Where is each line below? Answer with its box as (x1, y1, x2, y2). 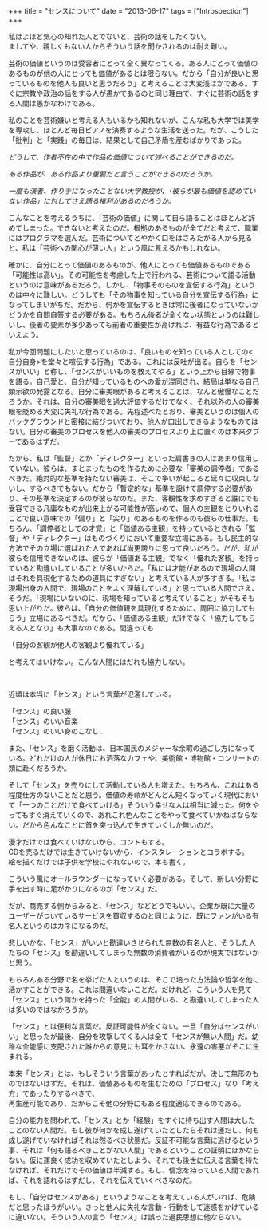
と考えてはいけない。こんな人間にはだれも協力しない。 (8, 657, 190, 666)
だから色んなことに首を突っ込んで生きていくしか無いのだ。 (22, 820, 218, 829)
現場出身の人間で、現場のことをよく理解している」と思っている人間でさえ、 (8, 583, 259, 592)
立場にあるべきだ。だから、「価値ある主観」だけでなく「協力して (29, 613, 242, 622)
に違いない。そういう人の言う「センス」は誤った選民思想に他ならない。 (8, 1212, 246, 1222)
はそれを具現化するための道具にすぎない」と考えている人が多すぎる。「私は (8, 573, 257, 583)
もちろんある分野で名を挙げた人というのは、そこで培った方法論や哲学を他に (8, 975, 260, 984)
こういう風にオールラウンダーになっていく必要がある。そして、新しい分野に (8, 874, 259, 883)
